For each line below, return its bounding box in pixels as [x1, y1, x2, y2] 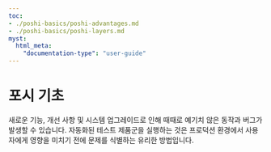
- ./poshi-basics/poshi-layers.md [8, 27, 125, 35]
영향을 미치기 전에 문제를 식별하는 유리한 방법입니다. [29, 135, 194, 145]
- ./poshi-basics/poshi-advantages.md [8, 19, 139, 27]
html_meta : [15, 42, 53, 50]
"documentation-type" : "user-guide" [23, 49, 147, 57]
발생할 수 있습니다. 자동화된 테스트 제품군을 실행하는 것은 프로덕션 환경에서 [8, 125, 244, 134]
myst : [8, 34, 27, 43]
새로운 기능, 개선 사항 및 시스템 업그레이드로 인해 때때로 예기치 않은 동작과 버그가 [8, 115, 263, 125]
